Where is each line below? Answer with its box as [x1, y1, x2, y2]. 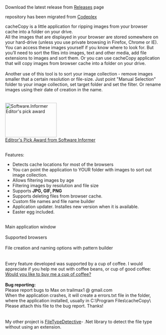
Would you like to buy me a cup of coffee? [5, 271, 92, 277]
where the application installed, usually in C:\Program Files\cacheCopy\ [5, 298, 151, 303]
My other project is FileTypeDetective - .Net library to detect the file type [5, 319, 152, 325]
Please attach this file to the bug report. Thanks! [5, 303, 104, 309]
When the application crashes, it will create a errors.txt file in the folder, [5, 292, 151, 298]
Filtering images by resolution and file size [12, 183, 99, 188]
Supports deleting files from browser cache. [12, 193, 103, 199]
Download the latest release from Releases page [5, 4, 104, 10]
